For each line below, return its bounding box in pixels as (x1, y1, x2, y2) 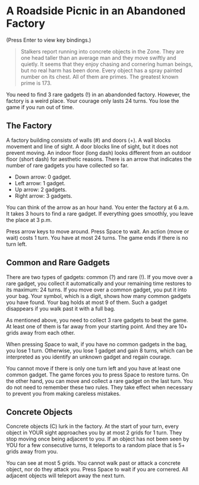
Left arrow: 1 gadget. (14, 179, 66, 186)
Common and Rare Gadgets (6, 258, 110, 268)
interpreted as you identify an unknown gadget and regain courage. (6, 353, 172, 360)
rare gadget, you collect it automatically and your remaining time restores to (6, 280, 192, 287)
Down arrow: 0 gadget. (14, 173, 71, 180)
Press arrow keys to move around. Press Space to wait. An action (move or (6, 227, 189, 235)
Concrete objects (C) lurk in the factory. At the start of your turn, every (6, 423, 179, 430)
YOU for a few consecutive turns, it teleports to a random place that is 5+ (6, 442, 185, 449)
